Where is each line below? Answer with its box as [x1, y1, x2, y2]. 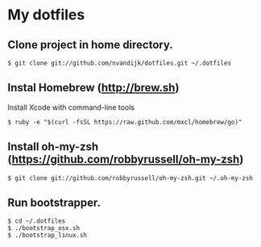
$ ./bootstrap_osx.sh [7, 224, 81, 232]
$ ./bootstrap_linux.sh [7, 232, 88, 240]
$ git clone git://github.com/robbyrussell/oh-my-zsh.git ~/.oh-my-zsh [7, 174, 253, 182]
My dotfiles [7, 6, 85, 24]
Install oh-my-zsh [7, 140, 99, 154]
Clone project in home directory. [7, 38, 174, 52]
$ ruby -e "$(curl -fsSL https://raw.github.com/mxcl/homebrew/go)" [7, 118, 242, 126]
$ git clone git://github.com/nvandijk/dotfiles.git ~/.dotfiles [7, 59, 231, 67]
